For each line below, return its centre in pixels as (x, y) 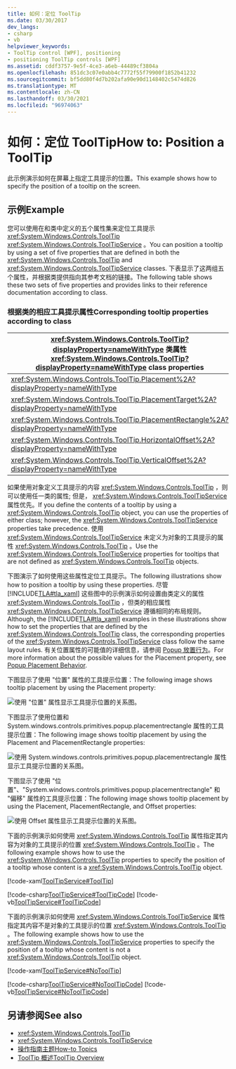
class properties (176, 367)
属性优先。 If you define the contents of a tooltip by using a (92, 504)
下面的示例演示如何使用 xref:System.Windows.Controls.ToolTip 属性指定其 (114, 836)
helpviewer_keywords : (39, 46)
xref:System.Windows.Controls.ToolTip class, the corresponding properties (116, 634)
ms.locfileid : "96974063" (45, 105)
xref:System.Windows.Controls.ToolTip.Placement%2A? (103, 379)
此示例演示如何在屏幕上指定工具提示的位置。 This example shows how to (112, 178)
